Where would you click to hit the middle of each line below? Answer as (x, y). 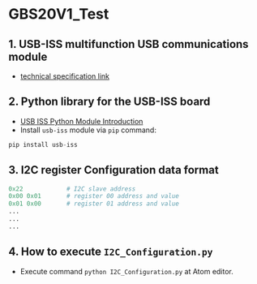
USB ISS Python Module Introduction (81, 121)
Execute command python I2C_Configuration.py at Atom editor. (126, 271)
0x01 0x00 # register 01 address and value (94, 204)
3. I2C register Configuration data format (114, 170)
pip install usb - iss (43, 144)
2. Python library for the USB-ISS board (109, 102)
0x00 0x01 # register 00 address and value (94, 196)
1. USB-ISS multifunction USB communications (128, 44)
